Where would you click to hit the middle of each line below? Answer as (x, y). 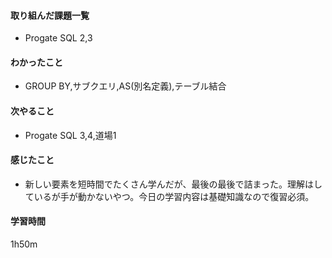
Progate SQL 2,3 (58, 38)
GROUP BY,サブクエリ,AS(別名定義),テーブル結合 (125, 86)
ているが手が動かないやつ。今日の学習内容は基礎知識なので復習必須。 (169, 196)
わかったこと (36, 62)
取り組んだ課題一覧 (50, 15)
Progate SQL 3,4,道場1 (70, 135)
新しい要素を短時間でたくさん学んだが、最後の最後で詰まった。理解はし (173, 184)
